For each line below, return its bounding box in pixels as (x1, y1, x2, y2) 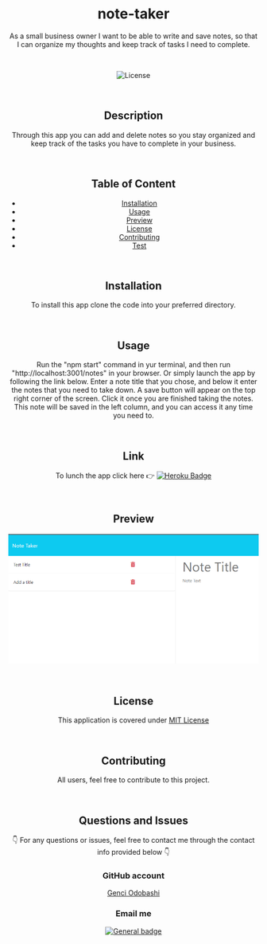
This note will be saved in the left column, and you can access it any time (14, 402, 253, 412)
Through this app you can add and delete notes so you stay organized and (11, 130, 256, 139)
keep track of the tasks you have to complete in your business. (30, 139, 237, 148)
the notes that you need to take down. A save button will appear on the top (11, 386, 256, 395)
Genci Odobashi (106, 888, 161, 898)
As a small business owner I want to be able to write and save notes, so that (9, 31, 258, 41)
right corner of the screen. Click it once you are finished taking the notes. (13, 394, 254, 403)
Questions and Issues (79, 813, 188, 827)
